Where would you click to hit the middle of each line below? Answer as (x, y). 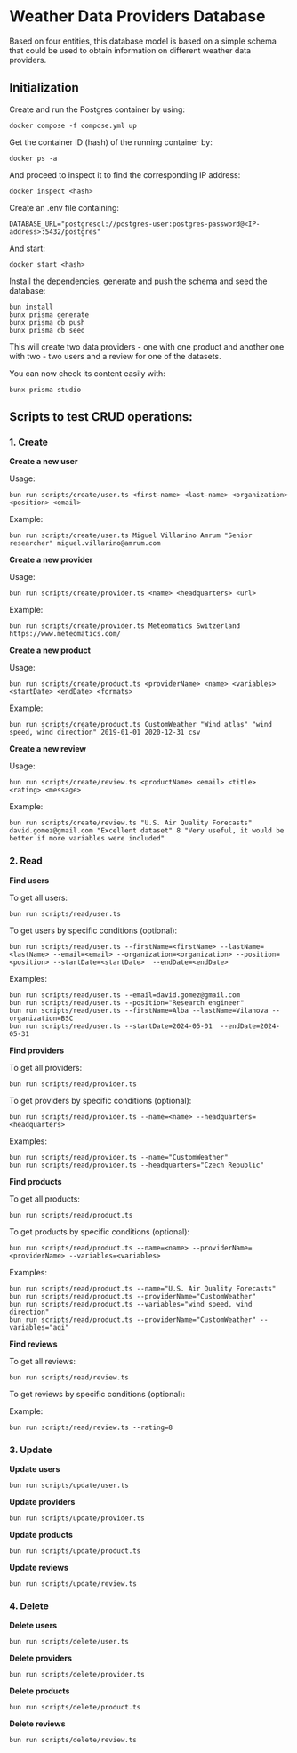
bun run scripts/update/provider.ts (77, 1518)
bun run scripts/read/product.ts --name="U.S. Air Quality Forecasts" (143, 1288)
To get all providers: (46, 1067)
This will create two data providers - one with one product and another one (147, 346)
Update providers (42, 1502)
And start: (28, 248)
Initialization (44, 88)
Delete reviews (37, 1724)
